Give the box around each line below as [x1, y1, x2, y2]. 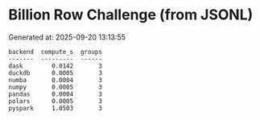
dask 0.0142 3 [8, 62, 103, 70]
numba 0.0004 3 [8, 76, 103, 84]
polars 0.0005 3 [8, 97, 103, 106]
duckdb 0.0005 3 [8, 68, 103, 77]
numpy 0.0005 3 [8, 83, 103, 91]
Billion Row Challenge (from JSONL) [8, 6, 254, 24]
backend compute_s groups [8, 48, 103, 56]
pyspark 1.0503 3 [8, 104, 103, 112]
